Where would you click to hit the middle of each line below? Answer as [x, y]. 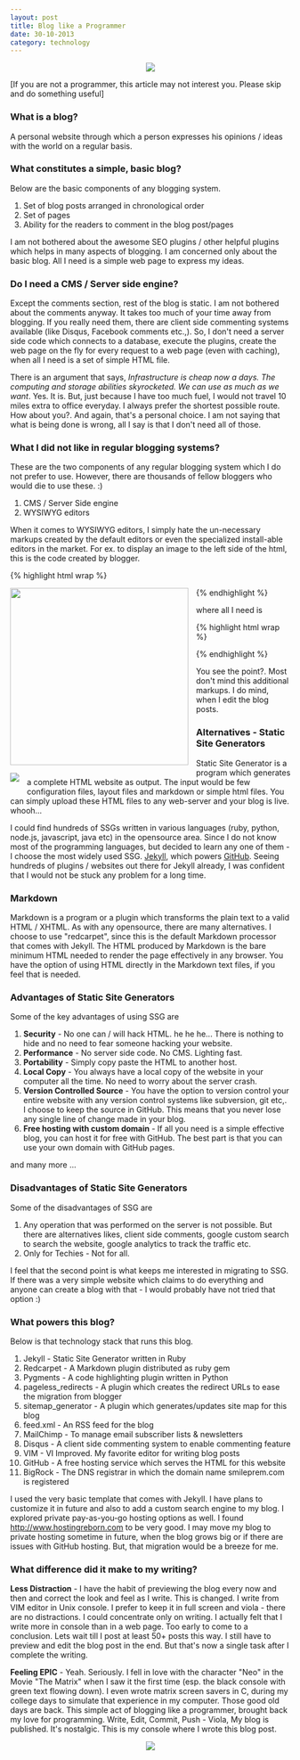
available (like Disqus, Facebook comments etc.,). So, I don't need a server [147, 332]
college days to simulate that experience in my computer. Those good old [145, 1701]
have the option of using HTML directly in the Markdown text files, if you [142, 965]
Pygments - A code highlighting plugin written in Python [126, 1377]
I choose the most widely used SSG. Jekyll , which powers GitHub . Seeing [145, 855]
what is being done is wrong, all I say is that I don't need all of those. [136, 425]
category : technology [50, 42]
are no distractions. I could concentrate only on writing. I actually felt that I [146, 1617]
